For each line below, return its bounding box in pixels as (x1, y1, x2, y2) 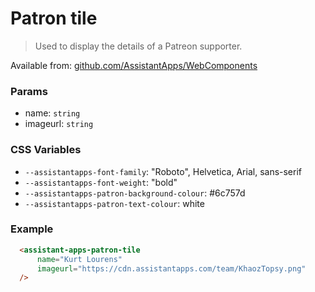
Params (10, 84, 48, 98)
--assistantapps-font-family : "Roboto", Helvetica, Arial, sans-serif (24, 165, 303, 177)
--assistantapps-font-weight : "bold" (24, 176, 178, 188)
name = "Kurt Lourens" (36, 254, 123, 264)
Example (10, 222, 54, 236)
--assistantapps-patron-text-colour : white (24, 197, 205, 209)
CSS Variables (10, 143, 82, 157)
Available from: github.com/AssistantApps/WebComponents (10, 59, 258, 71)
